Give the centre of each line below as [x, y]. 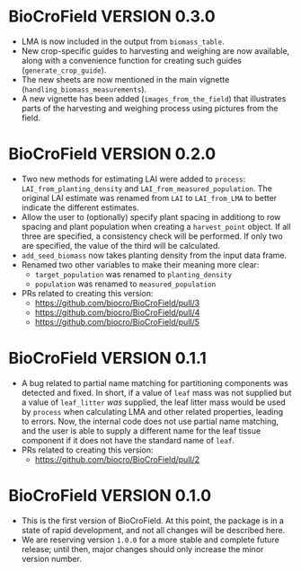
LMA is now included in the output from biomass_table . [123, 41]
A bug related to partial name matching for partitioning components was [155, 382]
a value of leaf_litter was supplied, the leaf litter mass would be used [154, 402]
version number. [52, 558]
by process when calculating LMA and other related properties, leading [152, 411]
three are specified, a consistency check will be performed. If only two [152, 236]
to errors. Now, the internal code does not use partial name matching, [150, 421]
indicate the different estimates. [80, 207]
